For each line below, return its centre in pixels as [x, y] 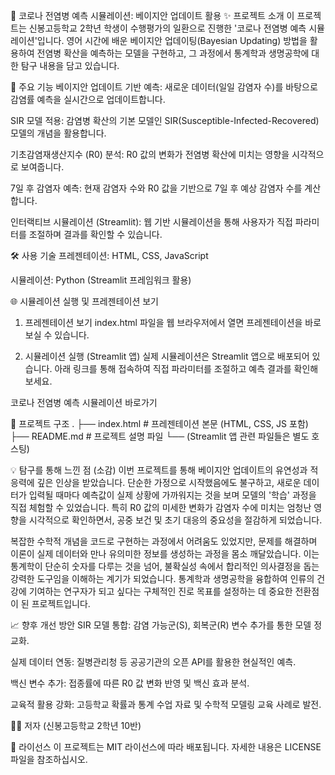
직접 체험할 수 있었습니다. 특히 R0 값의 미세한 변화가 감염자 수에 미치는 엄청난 [161, 507]
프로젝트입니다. [61, 603]
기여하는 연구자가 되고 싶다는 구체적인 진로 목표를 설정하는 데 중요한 [160, 591]
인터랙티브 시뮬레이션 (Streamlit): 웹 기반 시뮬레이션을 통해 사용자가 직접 [151, 222]
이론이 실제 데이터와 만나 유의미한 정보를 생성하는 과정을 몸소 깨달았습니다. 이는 [165, 553]
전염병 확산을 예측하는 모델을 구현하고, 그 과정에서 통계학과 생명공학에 [173, 53]
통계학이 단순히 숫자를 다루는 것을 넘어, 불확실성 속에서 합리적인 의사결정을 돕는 [165, 566]
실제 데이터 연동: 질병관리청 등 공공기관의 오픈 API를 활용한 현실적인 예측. [153, 662]
